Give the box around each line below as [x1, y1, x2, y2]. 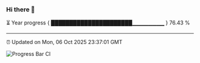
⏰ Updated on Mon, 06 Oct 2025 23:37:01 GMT [6, 39, 123, 46]
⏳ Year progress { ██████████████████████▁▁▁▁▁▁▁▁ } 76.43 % [6, 19, 190, 26]
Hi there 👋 [6, 5, 36, 14]
